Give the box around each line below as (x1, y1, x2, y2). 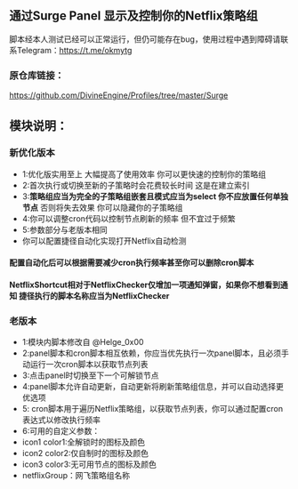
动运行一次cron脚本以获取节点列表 (21, 359, 149, 370)
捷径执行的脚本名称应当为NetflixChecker (19, 290, 170, 301)
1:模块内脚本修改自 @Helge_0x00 (21, 337, 144, 348)
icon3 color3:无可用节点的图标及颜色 (21, 459, 157, 469)
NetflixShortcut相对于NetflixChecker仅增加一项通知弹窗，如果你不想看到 (9, 279, 280, 290)
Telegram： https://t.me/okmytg (16, 44, 133, 55)
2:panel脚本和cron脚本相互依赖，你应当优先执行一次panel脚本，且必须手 (21, 348, 289, 358)
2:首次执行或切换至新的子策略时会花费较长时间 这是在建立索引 (21, 180, 251, 190)
